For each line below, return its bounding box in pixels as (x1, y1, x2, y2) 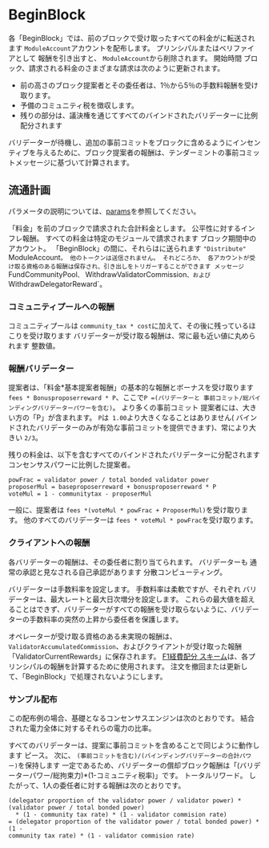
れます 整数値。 (8, 341, 60, 351)
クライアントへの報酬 (8, 537, 90, 548)
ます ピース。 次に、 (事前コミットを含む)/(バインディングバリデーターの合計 (8, 750, 240, 760)
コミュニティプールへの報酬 (8, 301, 114, 312)
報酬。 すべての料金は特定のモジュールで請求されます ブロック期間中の (22, 233, 257, 243)
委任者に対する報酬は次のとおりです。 (59, 781, 186, 790)
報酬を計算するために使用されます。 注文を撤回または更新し (50, 661, 248, 671)
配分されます (19, 120, 62, 130)
